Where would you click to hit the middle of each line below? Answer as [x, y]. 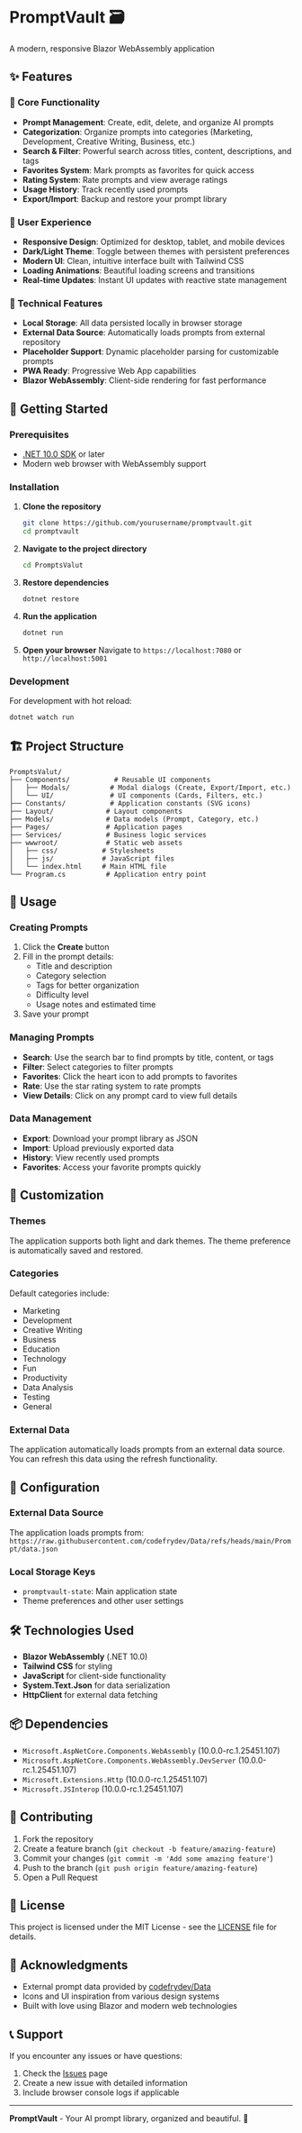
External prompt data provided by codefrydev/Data [116, 1987]
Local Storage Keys [53, 1572]
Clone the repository [62, 506]
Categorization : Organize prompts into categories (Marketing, [138, 132]
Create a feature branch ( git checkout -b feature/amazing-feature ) [149, 1848]
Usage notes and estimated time [96, 1005]
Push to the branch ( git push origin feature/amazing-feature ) [140, 1867]
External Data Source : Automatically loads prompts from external [143, 333]
